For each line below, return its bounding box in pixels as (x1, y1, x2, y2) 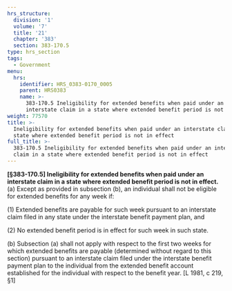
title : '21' (13, 29, 48, 37)
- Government (13, 61, 51, 68)
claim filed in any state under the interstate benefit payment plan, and (7, 212, 205, 221)
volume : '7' (13, 23, 48, 30)
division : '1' (13, 17, 54, 23)
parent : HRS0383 (19, 87, 67, 94)
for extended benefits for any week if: (7, 192, 115, 200)
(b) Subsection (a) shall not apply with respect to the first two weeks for (7, 239, 212, 248)
